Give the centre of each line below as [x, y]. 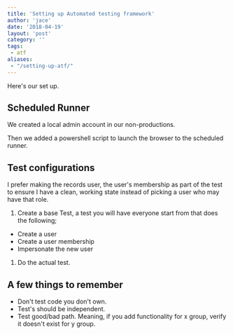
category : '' [26, 40]
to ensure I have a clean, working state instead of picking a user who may [113, 192]
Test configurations [51, 168]
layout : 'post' [29, 33]
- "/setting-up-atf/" [42, 66]
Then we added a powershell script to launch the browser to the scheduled [115, 138]
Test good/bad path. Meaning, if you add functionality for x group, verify [122, 317]
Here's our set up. [33, 86]
